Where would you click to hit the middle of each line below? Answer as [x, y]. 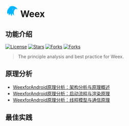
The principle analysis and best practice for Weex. [71, 57]
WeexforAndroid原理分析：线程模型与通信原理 [61, 100]
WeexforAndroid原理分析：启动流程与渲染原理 [61, 93]
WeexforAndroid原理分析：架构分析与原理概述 [61, 87]
